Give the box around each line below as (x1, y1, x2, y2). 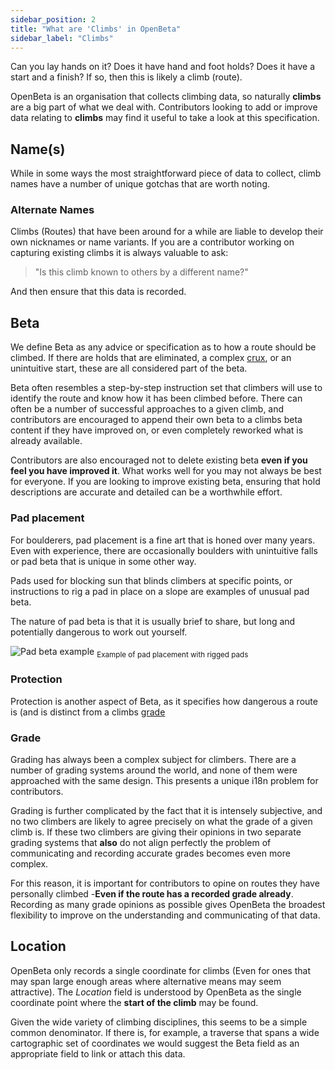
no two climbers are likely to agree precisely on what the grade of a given (10, 815, 313, 827)
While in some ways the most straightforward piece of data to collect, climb (10, 167, 322, 180)
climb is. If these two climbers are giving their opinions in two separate (10, 826, 302, 838)
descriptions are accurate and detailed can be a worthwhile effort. (10, 486, 283, 498)
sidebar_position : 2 (10, 14, 97, 25)
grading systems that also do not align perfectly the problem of (10, 836, 272, 848)
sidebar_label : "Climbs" (10, 33, 114, 43)
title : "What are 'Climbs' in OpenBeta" (10, 24, 182, 34)
